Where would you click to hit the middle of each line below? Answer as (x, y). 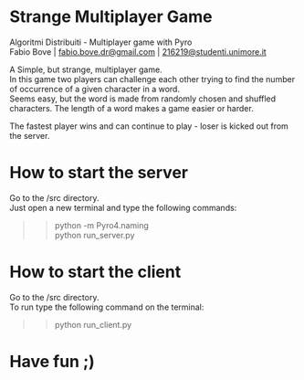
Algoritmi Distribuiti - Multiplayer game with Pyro (101, 42)
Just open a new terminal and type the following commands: (123, 207)
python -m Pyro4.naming (101, 225)
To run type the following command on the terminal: (107, 307)
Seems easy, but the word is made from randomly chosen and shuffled (143, 99)
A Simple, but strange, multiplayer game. (86, 69)
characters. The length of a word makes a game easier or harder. (131, 108)
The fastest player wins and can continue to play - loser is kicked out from (149, 126)
